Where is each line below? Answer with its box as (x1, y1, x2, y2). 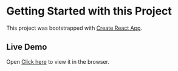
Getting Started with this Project (6, 4, 172, 18)
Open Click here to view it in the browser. (6, 58, 109, 65)
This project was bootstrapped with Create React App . (6, 24, 143, 32)
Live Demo (6, 42, 47, 52)
